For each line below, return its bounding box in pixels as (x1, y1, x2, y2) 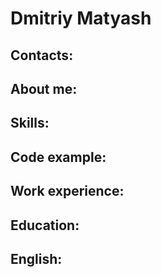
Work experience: (10, 183, 125, 200)
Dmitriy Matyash (10, 7, 152, 30)
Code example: (10, 148, 107, 166)
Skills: (10, 115, 50, 132)
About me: (10, 80, 78, 97)
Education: (10, 217, 80, 234)
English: (10, 250, 63, 267)
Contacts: (10, 47, 74, 64)
